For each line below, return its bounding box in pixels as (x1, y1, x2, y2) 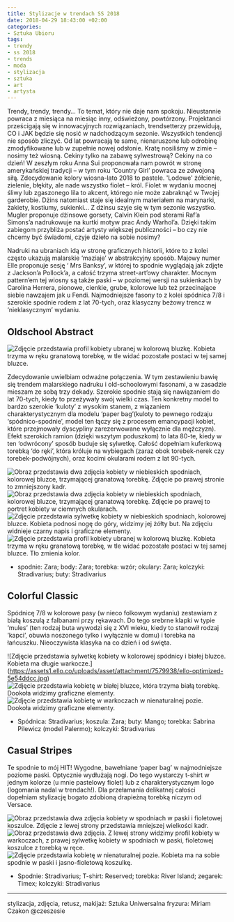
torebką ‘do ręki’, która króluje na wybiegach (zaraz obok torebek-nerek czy (7, 447, 225, 455)
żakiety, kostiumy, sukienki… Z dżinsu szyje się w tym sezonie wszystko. (7, 203, 217, 212)
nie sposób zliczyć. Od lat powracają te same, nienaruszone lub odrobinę (7, 137, 217, 145)
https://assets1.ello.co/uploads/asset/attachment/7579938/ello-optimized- (9, 666, 224, 675)
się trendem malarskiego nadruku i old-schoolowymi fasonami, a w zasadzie (7, 380, 227, 388)
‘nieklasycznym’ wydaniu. (7, 306, 81, 314)
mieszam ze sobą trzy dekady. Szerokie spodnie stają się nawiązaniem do (7, 387, 220, 396)
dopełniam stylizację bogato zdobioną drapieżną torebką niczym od (7, 792, 202, 801)
